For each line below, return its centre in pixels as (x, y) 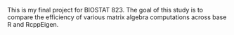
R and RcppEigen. (33, 24)
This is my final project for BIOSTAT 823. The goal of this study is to (105, 10)
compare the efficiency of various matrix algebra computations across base (117, 17)
